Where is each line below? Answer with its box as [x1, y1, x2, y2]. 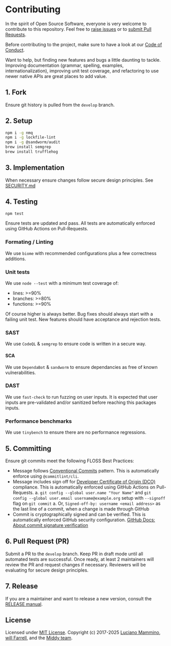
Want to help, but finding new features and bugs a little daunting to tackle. [5, 56, 161, 63]
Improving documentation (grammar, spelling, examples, [5, 62, 124, 68]
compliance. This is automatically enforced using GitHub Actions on [12, 484, 156, 490]
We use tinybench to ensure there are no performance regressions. [5, 429, 146, 436]
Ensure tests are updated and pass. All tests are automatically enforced [5, 220, 155, 226]
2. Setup [5, 116, 33, 125]
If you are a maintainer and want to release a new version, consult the [5, 595, 152, 601]
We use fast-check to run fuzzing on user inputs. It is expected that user [5, 394, 158, 400]
